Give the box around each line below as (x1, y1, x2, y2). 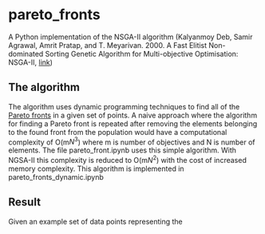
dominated (8, 49, 44, 58)
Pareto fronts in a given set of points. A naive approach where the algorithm (8, 110, 258, 120)
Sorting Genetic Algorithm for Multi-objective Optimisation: (45, 49, 239, 58)
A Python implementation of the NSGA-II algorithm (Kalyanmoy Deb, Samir (8, 32, 253, 42)
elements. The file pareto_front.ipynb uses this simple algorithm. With (8, 145, 237, 155)
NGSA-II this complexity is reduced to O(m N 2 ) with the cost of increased (8, 154, 247, 165)
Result (8, 196, 42, 209)
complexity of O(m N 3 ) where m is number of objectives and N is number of (8, 136, 255, 147)
